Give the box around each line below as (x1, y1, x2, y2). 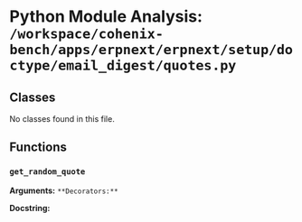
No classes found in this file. (9, 114, 115, 124)
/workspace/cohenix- (9, 25, 165, 42)
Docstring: (9, 202, 51, 213)
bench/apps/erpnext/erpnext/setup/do (9, 42, 294, 59)
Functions (9, 140, 68, 155)
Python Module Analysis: (9, 6, 203, 27)
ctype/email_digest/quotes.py (9, 57, 237, 74)
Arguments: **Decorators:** (9, 185, 119, 196)
